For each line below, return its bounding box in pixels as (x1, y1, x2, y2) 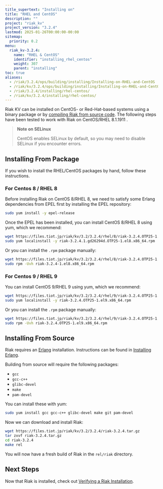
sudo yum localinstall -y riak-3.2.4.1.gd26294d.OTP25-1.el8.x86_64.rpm (5, 239, 155, 244)
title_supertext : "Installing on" (5, 7, 75, 12)
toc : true (5, 71, 25, 75)
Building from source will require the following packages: (5, 362, 119, 367)
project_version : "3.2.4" (5, 25, 57, 30)
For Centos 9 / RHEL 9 (5, 273, 58, 280)
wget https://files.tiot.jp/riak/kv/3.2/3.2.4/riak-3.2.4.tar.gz (5, 429, 140, 434)
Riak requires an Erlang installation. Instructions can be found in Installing (5, 347, 151, 353)
